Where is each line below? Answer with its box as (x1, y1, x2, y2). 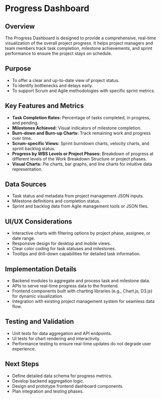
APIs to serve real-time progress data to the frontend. (12, 283, 119, 289)
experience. (12, 346, 36, 351)
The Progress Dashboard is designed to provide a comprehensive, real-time (5, 35, 156, 41)
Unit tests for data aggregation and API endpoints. (12, 330, 112, 336)
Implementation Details (5, 265, 77, 273)
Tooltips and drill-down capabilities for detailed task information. (12, 251, 141, 257)
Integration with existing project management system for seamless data (12, 299, 155, 304)
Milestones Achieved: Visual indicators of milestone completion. (12, 125, 142, 131)
